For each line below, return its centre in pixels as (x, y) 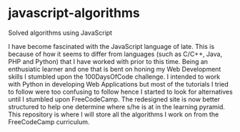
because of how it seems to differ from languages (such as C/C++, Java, (115, 54)
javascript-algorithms (74, 13)
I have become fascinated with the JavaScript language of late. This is (111, 46)
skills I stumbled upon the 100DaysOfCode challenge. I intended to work (114, 77)
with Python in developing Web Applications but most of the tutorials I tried (119, 84)
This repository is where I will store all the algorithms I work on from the (114, 114)
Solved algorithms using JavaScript (60, 33)
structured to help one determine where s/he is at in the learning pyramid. (117, 106)
